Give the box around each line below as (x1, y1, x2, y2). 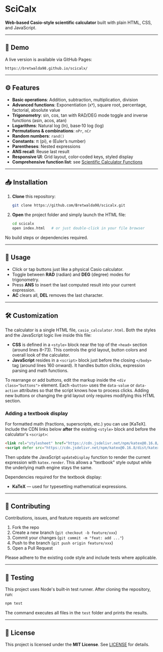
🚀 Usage (5, 253, 31, 262)
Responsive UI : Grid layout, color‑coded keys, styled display (12, 154, 133, 160)
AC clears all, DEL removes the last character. (12, 292, 104, 298)
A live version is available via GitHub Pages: (5, 56, 92, 62)
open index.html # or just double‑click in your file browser (12, 226, 145, 231)
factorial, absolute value (12, 107, 61, 113)
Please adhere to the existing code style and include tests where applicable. (5, 555, 157, 561)
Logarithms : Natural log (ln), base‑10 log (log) (12, 122, 104, 128)
